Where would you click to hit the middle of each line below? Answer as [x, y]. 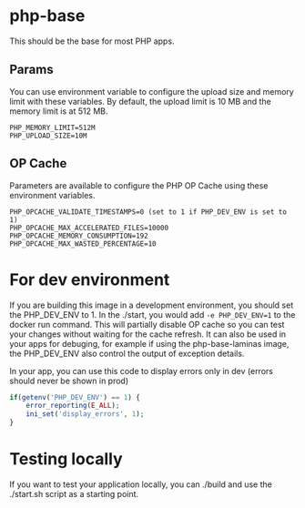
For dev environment [90, 279]
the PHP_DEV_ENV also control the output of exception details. [127, 353]
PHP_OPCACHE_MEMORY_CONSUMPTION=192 [79, 236]
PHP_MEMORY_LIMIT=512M [52, 127]
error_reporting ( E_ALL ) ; [73, 406]
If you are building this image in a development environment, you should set [152, 305]
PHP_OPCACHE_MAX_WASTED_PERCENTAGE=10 [83, 244]
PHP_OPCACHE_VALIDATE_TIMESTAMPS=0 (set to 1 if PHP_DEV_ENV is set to [148, 212]
